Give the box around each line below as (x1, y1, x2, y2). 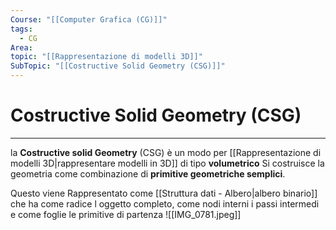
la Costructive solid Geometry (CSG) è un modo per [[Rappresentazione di (10, 146, 322, 158)
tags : (10, 24, 33, 34)
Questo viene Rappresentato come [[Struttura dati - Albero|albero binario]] (10, 187, 318, 199)
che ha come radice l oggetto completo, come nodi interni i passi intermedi (10, 197, 320, 210)
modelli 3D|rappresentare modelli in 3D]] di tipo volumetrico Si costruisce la (10, 157, 325, 169)
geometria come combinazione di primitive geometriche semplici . (10, 167, 286, 180)
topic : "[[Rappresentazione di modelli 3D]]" (10, 52, 203, 62)
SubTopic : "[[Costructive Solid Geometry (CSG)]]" (10, 61, 226, 71)
